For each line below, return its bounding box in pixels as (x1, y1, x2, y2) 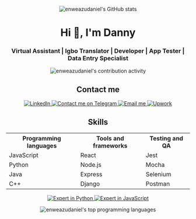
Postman (145, 180, 170, 188)
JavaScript (9, 151, 39, 159)
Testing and (149, 135, 184, 143)
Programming (22, 135, 61, 143)
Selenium (145, 170, 171, 179)
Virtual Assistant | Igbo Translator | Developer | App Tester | (11, 47, 185, 55)
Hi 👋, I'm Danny (60, 26, 136, 39)
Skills (87, 117, 108, 127)
